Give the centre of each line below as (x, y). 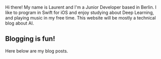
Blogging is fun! (30, 39)
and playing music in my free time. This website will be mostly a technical (80, 18)
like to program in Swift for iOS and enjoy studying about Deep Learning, (80, 12)
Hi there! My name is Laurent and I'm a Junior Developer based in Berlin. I (81, 7)
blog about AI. (19, 23)
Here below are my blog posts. (37, 51)
